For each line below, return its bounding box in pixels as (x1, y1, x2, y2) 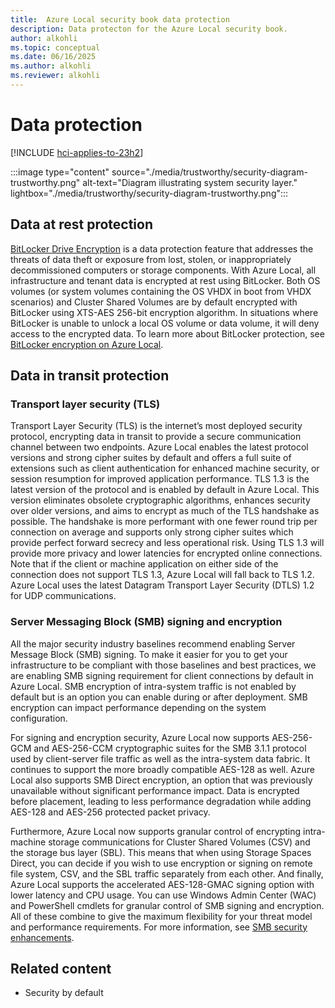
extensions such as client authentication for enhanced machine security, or (10, 462, 320, 475)
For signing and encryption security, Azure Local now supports (10, 731, 270, 743)
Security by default (24, 987, 104, 999)
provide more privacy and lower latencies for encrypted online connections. (10, 547, 323, 560)
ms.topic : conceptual (10, 42, 101, 53)
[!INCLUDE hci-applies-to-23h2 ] (10, 146, 144, 158)
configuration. (10, 712, 68, 724)
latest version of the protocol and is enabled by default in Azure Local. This (10, 484, 320, 496)
